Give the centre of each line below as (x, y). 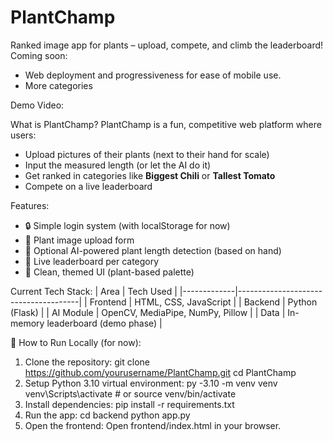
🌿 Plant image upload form (79, 240)
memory (27, 323)
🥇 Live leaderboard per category (92, 261)
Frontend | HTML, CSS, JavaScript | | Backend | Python (203, 302)
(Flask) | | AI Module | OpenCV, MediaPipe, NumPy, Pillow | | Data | (148, 312)
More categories (58, 85)
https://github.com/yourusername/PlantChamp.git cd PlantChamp (160, 372)
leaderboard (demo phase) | (104, 323)
